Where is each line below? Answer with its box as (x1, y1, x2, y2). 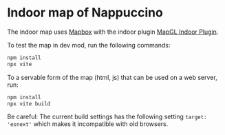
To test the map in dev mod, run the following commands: (7, 41, 171, 49)
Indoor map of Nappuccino (7, 5, 163, 21)
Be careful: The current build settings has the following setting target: (7, 112, 208, 121)
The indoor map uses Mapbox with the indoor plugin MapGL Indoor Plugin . (7, 28, 219, 36)
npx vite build (7, 100, 51, 107)
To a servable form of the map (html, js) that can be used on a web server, (7, 73, 218, 81)
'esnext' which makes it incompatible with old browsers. (7, 120, 169, 128)
